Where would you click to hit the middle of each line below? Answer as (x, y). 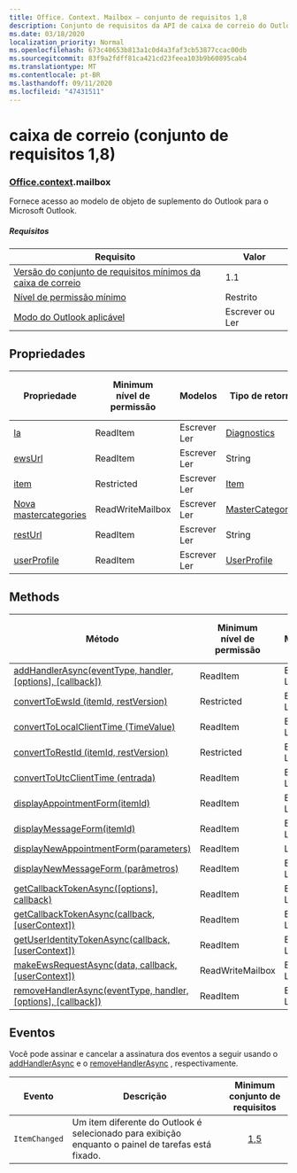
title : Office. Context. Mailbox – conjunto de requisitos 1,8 (128, 17)
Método (102, 639)
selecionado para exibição (127, 1133)
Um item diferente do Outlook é (137, 1123)
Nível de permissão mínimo (70, 297)
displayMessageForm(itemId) (74, 828)
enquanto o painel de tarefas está (142, 1145)
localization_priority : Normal (67, 42)
